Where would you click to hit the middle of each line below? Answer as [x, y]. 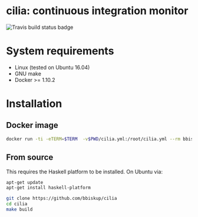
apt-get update [25, 182]
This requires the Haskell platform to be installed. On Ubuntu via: [85, 172]
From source [30, 157]
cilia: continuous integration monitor [97, 11]
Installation [34, 104]
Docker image [32, 125]
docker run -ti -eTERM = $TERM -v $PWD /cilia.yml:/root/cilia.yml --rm [93, 139]
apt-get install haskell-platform [49, 188]
